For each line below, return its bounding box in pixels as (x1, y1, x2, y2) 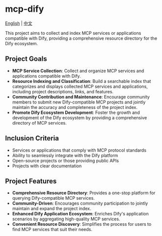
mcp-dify (5, 3, 44, 15)
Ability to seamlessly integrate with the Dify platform (12, 152, 118, 158)
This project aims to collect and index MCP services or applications (5, 30, 141, 36)
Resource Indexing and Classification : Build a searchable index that (12, 78, 151, 84)
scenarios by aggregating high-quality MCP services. (12, 216, 120, 222)
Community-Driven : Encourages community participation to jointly (12, 200, 148, 207)
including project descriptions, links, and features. (12, 88, 114, 94)
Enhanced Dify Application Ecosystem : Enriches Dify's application (12, 211, 149, 217)
